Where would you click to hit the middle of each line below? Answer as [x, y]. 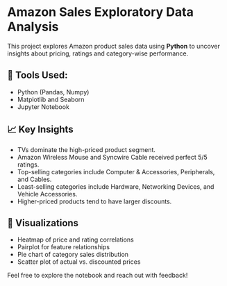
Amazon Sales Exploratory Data [101, 12]
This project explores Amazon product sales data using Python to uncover [113, 46]
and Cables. [34, 179]
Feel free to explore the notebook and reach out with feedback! [98, 276]
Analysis [33, 27]
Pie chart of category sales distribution [73, 255]
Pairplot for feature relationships [63, 247]
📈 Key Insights [41, 129]
